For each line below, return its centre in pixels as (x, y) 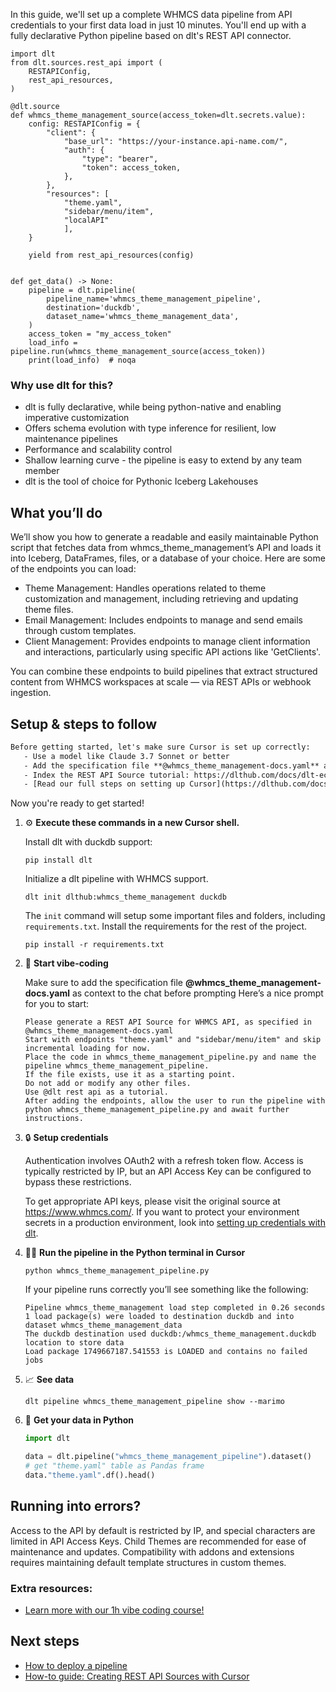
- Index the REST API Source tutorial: (106, 775)
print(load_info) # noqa (82, 360)
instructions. (54, 1119)
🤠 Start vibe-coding (66, 963)
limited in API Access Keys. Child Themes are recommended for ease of (158, 1541)
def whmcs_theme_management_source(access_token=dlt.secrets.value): (158, 115)
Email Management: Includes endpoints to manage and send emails (164, 620)
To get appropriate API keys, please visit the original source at (152, 1201)
